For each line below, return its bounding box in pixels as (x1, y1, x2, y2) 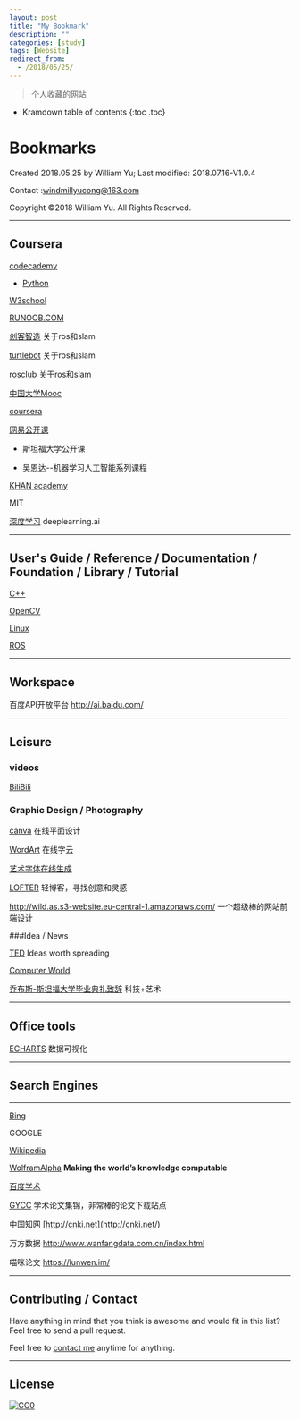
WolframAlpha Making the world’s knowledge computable (9, 1162, 228, 1173)
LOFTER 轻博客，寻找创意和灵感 (9, 882, 128, 893)
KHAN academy (9, 480, 69, 490)
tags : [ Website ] (9, 47, 70, 55)
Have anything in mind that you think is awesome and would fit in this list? (9, 1315, 281, 1326)
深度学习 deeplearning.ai (9, 515, 101, 526)
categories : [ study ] (9, 38, 87, 47)
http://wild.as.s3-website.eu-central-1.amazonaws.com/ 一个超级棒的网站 (9, 901, 280, 913)
